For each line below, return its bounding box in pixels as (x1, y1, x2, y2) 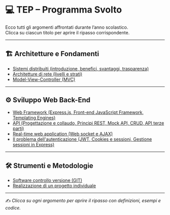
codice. (5, 205, 21, 211)
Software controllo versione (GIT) (12, 178, 82, 184)
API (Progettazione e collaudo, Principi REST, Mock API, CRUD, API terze (12, 120, 164, 126)
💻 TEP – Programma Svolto (5, 4, 122, 16)
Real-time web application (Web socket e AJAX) (12, 131, 113, 137)
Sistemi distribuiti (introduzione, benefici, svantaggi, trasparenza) (12, 65, 149, 71)
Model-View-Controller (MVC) (12, 76, 75, 82)
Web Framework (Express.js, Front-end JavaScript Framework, (12, 109, 144, 115)
